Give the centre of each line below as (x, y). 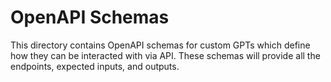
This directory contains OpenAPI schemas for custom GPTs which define (160, 45)
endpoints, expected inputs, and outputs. (95, 66)
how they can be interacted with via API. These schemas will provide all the (165, 55)
